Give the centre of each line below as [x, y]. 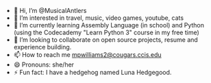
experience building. [42, 47]
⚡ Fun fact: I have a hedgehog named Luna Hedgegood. [92, 72]
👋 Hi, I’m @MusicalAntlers [50, 11]
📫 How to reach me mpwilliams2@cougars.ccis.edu [88, 55]
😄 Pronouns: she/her [44, 64]
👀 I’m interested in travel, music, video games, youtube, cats [98, 18]
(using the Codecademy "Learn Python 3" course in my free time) [107, 32]
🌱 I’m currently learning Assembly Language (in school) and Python [109, 25]
